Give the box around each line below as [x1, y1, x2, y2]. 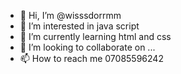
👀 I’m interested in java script [19, 20, 140, 32]
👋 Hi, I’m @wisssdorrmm [19, 10, 122, 21]
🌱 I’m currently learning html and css [19, 31, 172, 42]
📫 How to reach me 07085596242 [19, 53, 164, 64]
